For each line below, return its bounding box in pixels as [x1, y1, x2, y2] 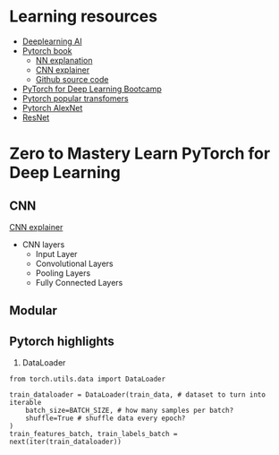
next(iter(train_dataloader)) [9, 437, 123, 447]
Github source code [35, 73, 109, 84]
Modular [9, 303, 58, 319]
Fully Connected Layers [35, 277, 123, 288]
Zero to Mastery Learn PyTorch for [9, 143, 271, 164]
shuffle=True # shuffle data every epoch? [25, 414, 186, 423]
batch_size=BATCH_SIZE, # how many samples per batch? [25, 406, 234, 416]
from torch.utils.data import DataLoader [9, 374, 166, 384]
